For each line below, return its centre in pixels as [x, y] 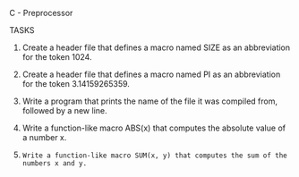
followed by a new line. [64, 110]
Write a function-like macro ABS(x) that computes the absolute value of [154, 128]
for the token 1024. [57, 57]
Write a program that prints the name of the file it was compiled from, [149, 101]
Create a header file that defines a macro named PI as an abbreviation [151, 74]
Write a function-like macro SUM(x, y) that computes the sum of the [155, 156]
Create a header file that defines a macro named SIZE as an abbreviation [156, 47]
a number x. [44, 137]
